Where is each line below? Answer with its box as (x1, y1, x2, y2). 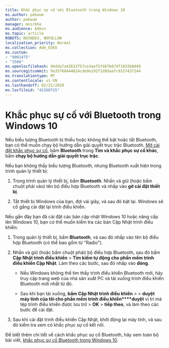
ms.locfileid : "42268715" (5, 87, 60, 93)
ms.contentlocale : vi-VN (5, 78, 58, 83)
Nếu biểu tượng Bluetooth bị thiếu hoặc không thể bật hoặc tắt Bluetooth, (5, 137, 157, 143)
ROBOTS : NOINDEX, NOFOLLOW (5, 36, 62, 41)
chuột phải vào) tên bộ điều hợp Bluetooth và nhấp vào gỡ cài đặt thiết (12, 183, 160, 189)
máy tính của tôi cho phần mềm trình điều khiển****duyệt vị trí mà (20, 296, 162, 302)
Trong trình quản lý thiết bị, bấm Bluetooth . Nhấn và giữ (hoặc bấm (12, 178, 152, 184)
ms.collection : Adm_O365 (5, 45, 58, 50)
